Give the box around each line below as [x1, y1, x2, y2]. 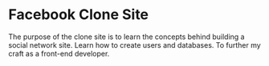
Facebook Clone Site [8, 6, 149, 24]
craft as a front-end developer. [8, 49, 110, 58]
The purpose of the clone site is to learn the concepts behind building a [8, 32, 245, 41]
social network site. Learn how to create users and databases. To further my [8, 40, 261, 49]
